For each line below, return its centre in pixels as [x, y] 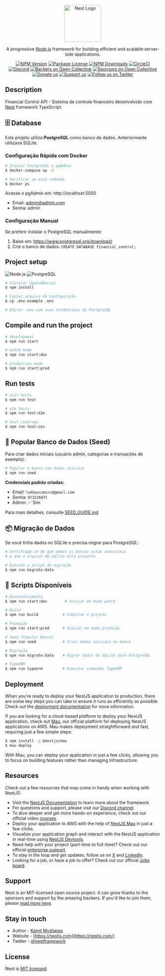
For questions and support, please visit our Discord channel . [73, 808]
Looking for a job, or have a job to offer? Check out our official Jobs [81, 860]
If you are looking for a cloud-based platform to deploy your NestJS [74, 716]
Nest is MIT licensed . [27, 969]
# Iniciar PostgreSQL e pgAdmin [38, 165]
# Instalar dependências [31, 283]
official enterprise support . [39, 850]
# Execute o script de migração [38, 566]
